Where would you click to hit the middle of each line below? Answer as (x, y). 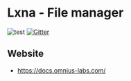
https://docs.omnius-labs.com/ (61, 70)
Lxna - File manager (65, 13)
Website (25, 54)
